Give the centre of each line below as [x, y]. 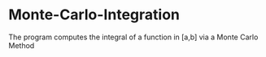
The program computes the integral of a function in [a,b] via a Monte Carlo [133, 37]
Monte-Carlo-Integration [94, 15]
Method [22, 45]
